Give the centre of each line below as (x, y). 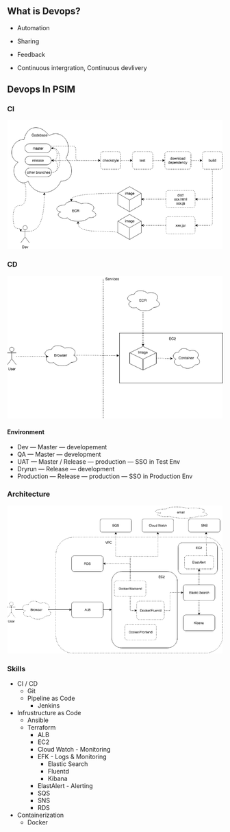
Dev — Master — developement (62, 447)
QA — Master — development (59, 454)
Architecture (29, 494)
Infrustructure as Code (49, 713)
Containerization (40, 815)
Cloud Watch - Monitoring (74, 750)
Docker (37, 822)
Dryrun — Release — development (66, 469)
